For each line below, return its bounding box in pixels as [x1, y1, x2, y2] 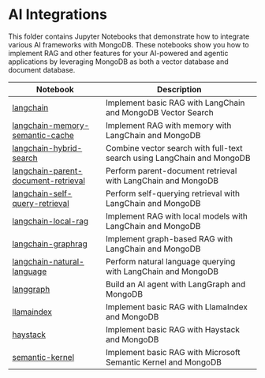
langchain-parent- [12, 165, 83, 176]
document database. [8, 65, 76, 74]
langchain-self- [12, 188, 73, 199]
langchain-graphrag [12, 238, 88, 249]
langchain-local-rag [12, 215, 89, 226]
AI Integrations [8, 6, 108, 24]
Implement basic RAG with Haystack [105, 324, 241, 335]
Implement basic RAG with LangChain [105, 97, 245, 108]
